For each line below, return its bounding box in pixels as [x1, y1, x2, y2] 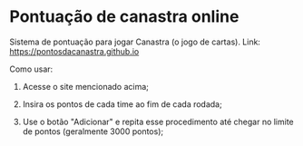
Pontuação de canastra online [9, 6, 239, 27]
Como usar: [9, 63, 54, 74]
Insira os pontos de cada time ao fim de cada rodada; [22, 98, 222, 110]
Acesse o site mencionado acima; [22, 81, 150, 92]
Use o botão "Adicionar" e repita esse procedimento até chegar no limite [22, 116, 295, 127]
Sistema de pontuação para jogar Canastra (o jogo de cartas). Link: [9, 36, 261, 47]
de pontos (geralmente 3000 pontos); [22, 125, 164, 137]
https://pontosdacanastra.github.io [9, 45, 140, 56]
